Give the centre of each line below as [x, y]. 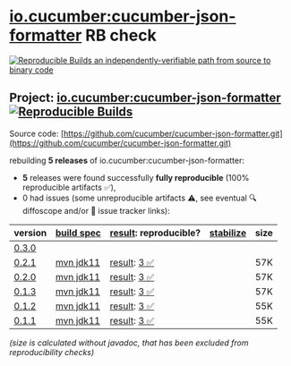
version [30, 233]
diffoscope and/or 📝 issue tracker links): [96, 210]
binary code [31, 70]
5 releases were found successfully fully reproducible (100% [136, 177]
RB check [120, 35]
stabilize [228, 233]
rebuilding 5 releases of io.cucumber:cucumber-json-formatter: [127, 160]
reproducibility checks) [52, 352]
